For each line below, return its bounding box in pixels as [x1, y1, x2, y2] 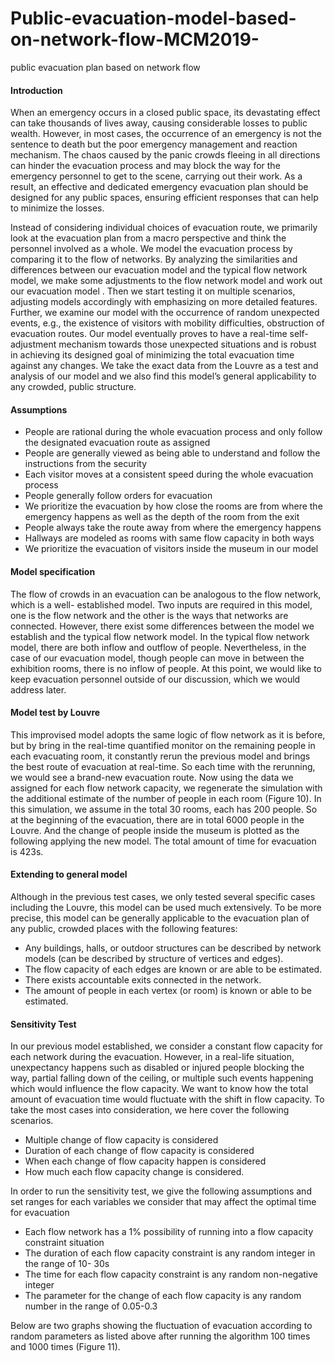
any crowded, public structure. [10, 381, 137, 393]
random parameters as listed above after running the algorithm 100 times [10, 1330, 311, 1342]
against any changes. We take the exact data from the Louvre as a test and [10, 360, 319, 372]
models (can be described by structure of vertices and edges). [24, 952, 284, 964]
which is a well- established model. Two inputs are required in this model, [10, 598, 313, 611]
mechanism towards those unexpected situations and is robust [58, 338, 317, 351]
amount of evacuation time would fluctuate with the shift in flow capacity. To [10, 1093, 325, 1106]
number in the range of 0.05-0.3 [24, 1300, 158, 1312]
